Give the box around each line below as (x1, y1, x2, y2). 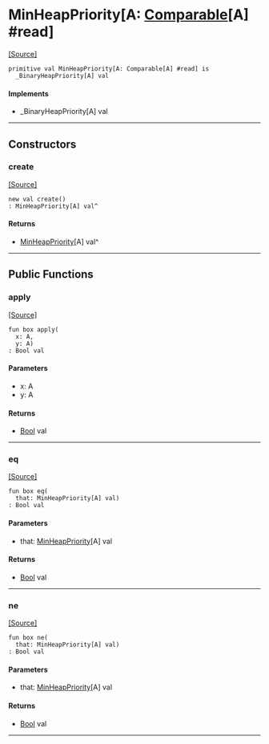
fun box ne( (8, 634, 48, 642)
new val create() (8, 195, 66, 203)
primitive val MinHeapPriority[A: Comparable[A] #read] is (8, 64, 210, 73)
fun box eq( (8, 487, 48, 495)
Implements (8, 88, 50, 98)
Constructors (8, 137, 77, 151)
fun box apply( (8, 325, 59, 334)
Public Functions (8, 267, 94, 282)
